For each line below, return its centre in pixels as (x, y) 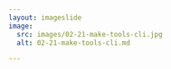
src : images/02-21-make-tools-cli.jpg (90, 34)
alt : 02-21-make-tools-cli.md (73, 43)
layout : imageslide (45, 17)
